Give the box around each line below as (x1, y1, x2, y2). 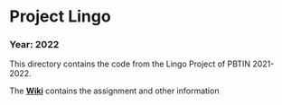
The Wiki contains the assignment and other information (9, 85, 220, 96)
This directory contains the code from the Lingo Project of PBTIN (9, 58, 251, 69)
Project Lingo (9, 6, 111, 27)
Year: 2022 (9, 39, 60, 51)
